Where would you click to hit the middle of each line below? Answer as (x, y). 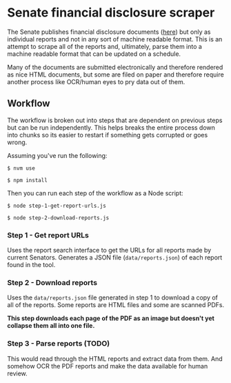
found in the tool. (31, 265)
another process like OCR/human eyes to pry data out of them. (96, 81)
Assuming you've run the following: (57, 155)
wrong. (17, 142)
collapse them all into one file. (51, 326)
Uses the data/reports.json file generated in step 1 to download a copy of (113, 297)
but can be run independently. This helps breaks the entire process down (111, 127)
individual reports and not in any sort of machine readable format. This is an (115, 39)
